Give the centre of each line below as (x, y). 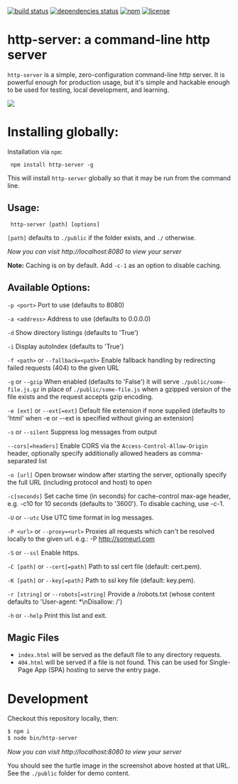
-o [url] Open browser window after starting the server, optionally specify (117, 475)
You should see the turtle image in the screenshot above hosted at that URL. (119, 765)
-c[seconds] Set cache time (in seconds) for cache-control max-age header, (119, 496)
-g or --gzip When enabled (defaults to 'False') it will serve (93, 381)
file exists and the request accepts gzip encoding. (81, 396)
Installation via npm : (35, 151)
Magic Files (33, 638)
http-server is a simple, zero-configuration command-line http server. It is (116, 74)
